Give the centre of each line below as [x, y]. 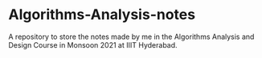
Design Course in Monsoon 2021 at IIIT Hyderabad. [93, 44]
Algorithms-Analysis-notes [102, 15]
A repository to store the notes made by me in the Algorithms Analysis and [131, 37]
